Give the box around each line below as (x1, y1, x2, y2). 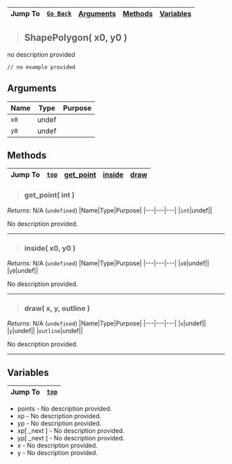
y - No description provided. (17, 449, 98, 457)
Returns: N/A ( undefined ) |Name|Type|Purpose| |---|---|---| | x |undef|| (7, 319, 206, 328)
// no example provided (7, 64, 76, 71)
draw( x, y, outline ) (23, 303, 90, 313)
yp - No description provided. (17, 419, 101, 428)
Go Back (46, 10, 72, 17)
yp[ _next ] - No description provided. (17, 434, 125, 443)
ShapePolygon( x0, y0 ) (23, 32, 128, 44)
